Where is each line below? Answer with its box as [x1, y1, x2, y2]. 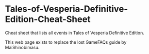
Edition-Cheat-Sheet [5, 14, 91, 25]
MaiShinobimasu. [5, 44, 40, 50]
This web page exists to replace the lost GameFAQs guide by [5, 39, 127, 45]
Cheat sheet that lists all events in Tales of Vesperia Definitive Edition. [5, 30, 145, 36]
